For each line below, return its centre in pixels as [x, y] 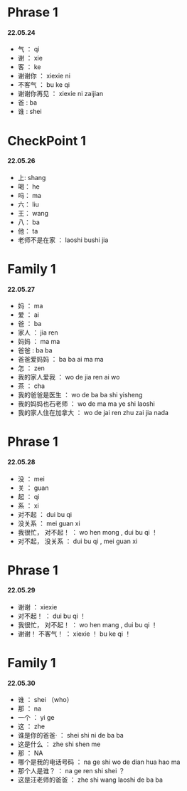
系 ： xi [28, 505]
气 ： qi [28, 49]
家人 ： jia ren [38, 332]
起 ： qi [28, 496]
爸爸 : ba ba [35, 350]
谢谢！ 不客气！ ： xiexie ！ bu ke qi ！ [74, 634]
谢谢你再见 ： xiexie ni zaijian [60, 94]
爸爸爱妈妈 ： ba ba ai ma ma [61, 360]
